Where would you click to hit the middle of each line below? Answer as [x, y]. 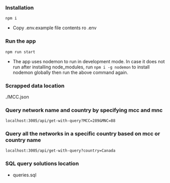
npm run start [20, 52]
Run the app [20, 41]
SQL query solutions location [42, 163]
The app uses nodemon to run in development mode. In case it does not [89, 61]
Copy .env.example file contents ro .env [55, 28]
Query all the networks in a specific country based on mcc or [83, 134]
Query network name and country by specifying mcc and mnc [84, 110]
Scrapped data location [35, 85]
